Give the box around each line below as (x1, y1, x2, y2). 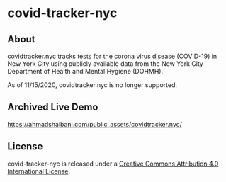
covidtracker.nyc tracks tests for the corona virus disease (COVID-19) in (7, 52, 217, 60)
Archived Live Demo (7, 101, 98, 113)
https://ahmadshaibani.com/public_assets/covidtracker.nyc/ (7, 120, 183, 128)
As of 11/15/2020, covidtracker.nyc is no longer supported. (7, 81, 177, 89)
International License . (7, 166, 71, 175)
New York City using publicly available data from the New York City (7, 59, 204, 68)
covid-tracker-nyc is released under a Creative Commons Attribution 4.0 (7, 159, 219, 168)
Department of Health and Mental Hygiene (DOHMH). (7, 67, 164, 75)
